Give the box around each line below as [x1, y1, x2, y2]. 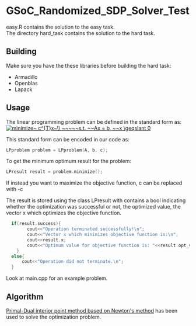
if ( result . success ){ [11, 221, 61, 227]
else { [11, 253, 25, 259]
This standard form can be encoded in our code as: [6, 136, 129, 143]
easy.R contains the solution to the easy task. [6, 23, 115, 30]
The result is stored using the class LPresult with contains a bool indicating [6, 197, 186, 204]
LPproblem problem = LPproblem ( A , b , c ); [6, 147, 108, 153]
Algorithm [6, 292, 44, 301]
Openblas [14, 79, 38, 86]
